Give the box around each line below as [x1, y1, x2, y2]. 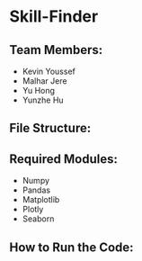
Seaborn [22, 213, 55, 224]
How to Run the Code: [9, 239, 134, 255]
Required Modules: [9, 151, 119, 166]
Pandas [22, 184, 51, 195]
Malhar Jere [22, 76, 67, 86]
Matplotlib [22, 194, 60, 205]
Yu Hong [22, 85, 56, 95]
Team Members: [9, 42, 103, 58]
